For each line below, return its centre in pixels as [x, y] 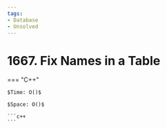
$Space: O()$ [26, 104]
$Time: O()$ [24, 93]
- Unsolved [23, 26]
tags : [15, 13]
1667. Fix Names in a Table [84, 61]
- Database [23, 20]
